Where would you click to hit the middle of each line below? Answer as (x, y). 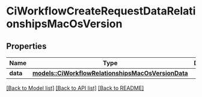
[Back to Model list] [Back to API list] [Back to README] (75, 88)
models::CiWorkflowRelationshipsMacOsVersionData (110, 73)
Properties (26, 46)
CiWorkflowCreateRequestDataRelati (101, 11)
